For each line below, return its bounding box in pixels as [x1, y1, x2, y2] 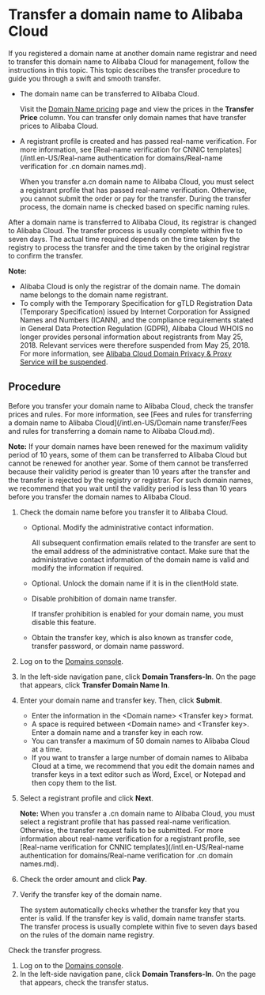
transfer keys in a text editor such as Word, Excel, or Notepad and [31, 769, 247, 779]
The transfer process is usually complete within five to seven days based [19, 922, 258, 931]
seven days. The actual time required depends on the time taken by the [8, 234, 240, 243]
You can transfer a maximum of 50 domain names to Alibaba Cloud [31, 736, 251, 745]
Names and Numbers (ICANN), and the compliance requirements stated [19, 315, 254, 325]
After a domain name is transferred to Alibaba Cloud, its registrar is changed [8, 217, 257, 227]
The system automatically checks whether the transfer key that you [19, 905, 240, 914]
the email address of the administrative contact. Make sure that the [31, 546, 251, 556]
